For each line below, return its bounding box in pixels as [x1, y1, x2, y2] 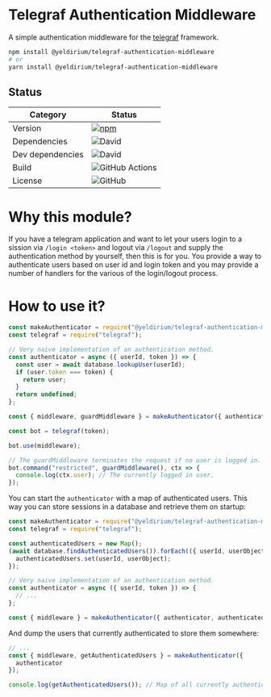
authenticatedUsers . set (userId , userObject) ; [15, 554, 172, 562]
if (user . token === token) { [15, 368, 114, 376]
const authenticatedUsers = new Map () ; [8, 539, 143, 548]
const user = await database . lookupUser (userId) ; [15, 361, 186, 369]
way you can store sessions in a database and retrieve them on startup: [8, 502, 246, 511]
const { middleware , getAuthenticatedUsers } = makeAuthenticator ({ [8, 651, 244, 659]
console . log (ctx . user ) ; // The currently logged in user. [15, 471, 215, 479]
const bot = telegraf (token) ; [8, 427, 110, 435]
